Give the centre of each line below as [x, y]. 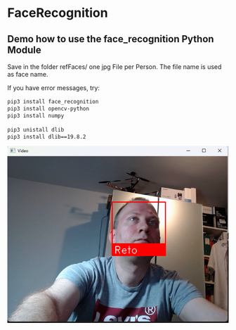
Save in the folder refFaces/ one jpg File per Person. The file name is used [114, 67]
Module [24, 50]
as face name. [28, 74]
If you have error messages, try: [54, 88]
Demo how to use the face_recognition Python [111, 39]
